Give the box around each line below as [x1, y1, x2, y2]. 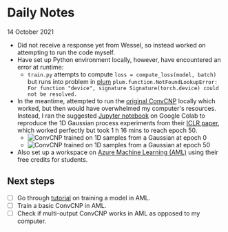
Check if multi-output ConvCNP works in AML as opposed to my [17, 209, 200, 218]
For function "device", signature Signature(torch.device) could [27, 85, 219, 92]
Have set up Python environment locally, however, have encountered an [17, 55, 222, 63]
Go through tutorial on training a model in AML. [17, 193, 151, 202]
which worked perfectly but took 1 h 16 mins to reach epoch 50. [17, 126, 198, 134]
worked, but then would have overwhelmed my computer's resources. [17, 104, 217, 112]
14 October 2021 [7, 28, 54, 36]
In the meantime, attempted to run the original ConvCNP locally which [17, 96, 216, 105]
